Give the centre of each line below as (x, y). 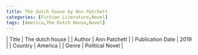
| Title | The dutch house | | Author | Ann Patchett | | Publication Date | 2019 (99, 40)
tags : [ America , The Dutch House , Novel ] (56, 22)
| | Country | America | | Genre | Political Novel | (65, 46)
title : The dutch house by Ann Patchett (57, 12)
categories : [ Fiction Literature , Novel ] (57, 17)
